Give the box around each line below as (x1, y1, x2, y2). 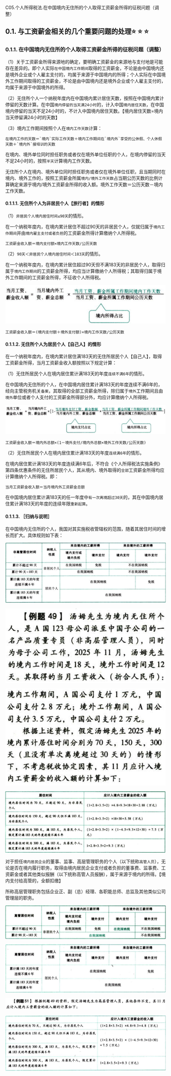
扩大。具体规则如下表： (14, 532, 64, 538)
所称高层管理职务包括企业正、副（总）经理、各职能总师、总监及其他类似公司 (5, 888, 166, 895)
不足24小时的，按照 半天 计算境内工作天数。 (5, 157, 95, 164)
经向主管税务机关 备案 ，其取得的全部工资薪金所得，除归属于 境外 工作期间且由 (5, 388, 163, 394)
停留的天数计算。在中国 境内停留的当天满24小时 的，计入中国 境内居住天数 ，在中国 (5, 101, 164, 107)
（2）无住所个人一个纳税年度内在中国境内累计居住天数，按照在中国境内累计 (5, 95, 164, 101)
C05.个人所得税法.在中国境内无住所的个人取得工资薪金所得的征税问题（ (5, 5, 155, 10)
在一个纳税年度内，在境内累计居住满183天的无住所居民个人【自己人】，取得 (5, 353, 162, 359)
